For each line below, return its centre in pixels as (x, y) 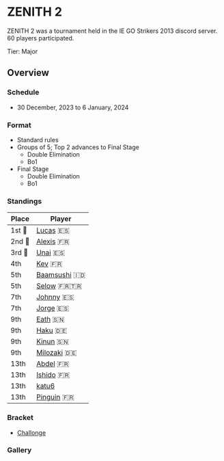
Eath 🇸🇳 (51, 319)
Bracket (20, 418)
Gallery (19, 450)
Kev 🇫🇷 (50, 264)
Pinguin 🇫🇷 (56, 397)
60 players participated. (41, 38)
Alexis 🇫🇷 (53, 241)
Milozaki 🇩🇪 (57, 353)
